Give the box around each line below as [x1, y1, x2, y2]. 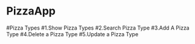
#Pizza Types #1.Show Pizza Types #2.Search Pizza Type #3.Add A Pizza [6, 24, 190, 31]
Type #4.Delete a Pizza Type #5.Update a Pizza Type [6, 30, 139, 37]
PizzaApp [6, 4, 56, 18]
